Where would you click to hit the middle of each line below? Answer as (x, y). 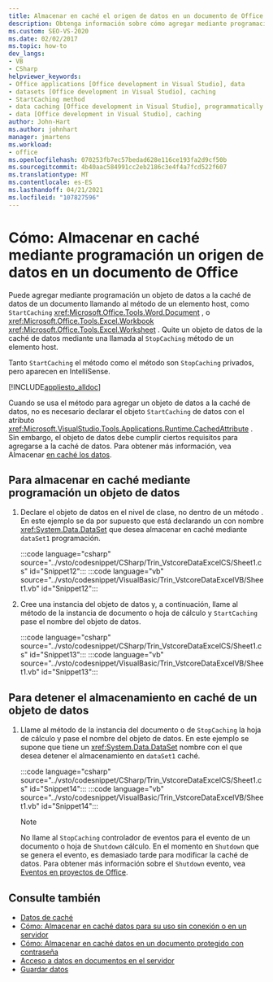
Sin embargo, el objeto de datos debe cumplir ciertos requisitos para (123, 437)
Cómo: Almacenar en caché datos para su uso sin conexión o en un (133, 926)
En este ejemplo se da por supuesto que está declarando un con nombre (142, 521)
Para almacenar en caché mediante (100, 480)
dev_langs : (27, 54)
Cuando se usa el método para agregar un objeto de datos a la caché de (130, 403)
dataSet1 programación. (60, 539)
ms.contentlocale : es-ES (50, 183)
